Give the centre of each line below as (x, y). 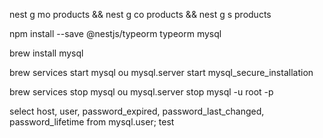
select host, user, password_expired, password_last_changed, (137, 111)
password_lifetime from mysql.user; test (92, 122)
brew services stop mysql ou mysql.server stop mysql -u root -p (141, 92)
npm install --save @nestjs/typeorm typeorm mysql (115, 33)
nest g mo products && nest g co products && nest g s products (140, 14)
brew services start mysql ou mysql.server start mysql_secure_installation (161, 72)
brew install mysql (46, 53)
